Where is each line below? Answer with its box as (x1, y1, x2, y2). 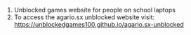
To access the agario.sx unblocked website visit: (13, 13, 155, 21)
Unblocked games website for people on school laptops (13, 6, 176, 14)
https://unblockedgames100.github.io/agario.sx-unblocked (13, 21, 184, 28)
